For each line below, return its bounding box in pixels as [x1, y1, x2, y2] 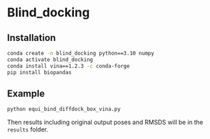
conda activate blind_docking [7, 56, 94, 63]
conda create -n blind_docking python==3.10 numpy [7, 50, 155, 57]
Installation [7, 32, 56, 44]
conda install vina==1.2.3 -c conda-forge [7, 63, 130, 69]
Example [7, 87, 45, 99]
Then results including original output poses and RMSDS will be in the [7, 118, 204, 127]
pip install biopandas [7, 69, 72, 76]
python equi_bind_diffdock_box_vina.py [7, 106, 121, 113]
